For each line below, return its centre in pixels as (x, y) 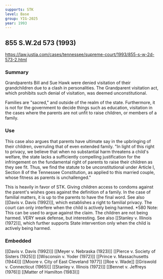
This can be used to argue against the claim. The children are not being (77, 212)
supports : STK (19, 9)
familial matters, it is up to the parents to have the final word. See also (75, 197)
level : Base (17, 14)
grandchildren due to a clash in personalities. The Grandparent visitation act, (82, 88)
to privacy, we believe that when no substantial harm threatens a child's (77, 152)
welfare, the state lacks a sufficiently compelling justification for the (73, 157)
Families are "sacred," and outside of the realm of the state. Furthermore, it (80, 103)
